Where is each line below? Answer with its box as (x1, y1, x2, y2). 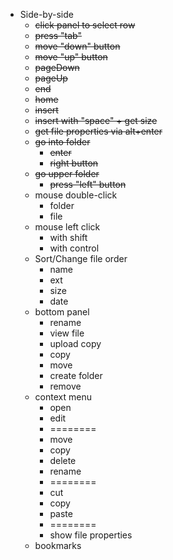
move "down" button (34, 40, 121, 52)
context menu (34, 391, 92, 403)
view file (49, 327, 85, 339)
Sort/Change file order (34, 253, 128, 264)
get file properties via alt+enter (34, 125, 163, 137)
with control (49, 242, 100, 254)
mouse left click (34, 221, 101, 233)
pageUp (34, 72, 68, 84)
